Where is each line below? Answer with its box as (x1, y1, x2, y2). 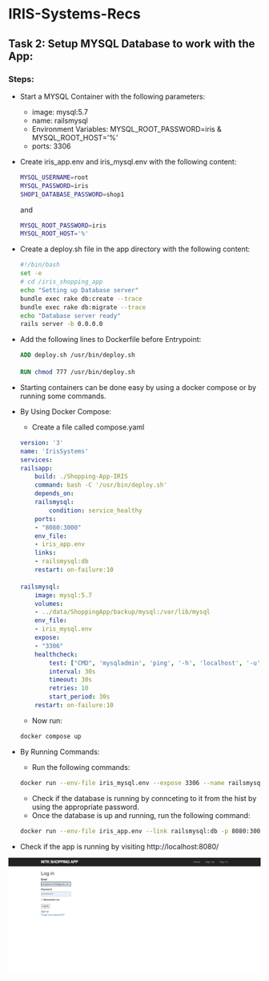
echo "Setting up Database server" (19, 286, 139, 294)
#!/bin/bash (19, 261, 60, 269)
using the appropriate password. (31, 802, 140, 812)
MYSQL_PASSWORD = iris (19, 181, 89, 189)
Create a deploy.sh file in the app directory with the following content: (19, 244, 251, 254)
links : (34, 549, 57, 557)
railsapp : (19, 464, 54, 472)
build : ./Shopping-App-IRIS (34, 473, 128, 481)
